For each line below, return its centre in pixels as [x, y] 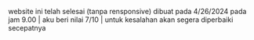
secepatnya [27, 28]
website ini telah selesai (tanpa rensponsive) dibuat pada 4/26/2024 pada [127, 11]
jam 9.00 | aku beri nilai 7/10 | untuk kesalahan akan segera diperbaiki [121, 20]
